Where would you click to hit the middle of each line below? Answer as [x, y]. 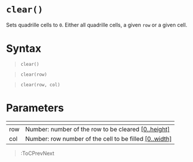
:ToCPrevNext [37, 153]
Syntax [24, 49]
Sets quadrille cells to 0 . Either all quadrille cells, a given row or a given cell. [97, 25]
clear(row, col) [40, 85]
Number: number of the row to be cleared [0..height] [98, 129]
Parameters [35, 108]
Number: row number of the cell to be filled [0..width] [99, 139]
